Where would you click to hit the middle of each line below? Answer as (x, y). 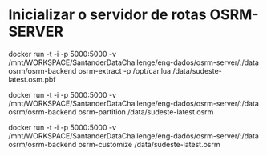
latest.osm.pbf (32, 79)
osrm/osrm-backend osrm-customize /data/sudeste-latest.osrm (114, 144)
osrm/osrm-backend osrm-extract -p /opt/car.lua (89, 70)
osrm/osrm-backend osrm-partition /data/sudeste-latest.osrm (111, 112)
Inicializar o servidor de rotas (107, 15)
